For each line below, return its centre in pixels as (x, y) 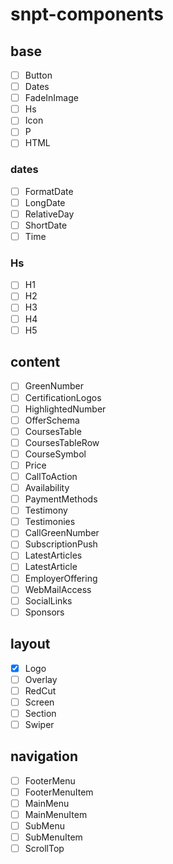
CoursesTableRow (62, 442)
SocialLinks (48, 600)
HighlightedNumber (65, 409)
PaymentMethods (61, 499)
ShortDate (46, 225)
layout (30, 644)
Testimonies (50, 522)
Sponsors (44, 612)
